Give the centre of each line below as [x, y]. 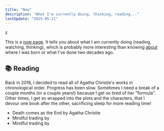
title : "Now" [18, 10]
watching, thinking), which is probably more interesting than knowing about [82, 47]
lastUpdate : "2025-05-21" [31, 19]
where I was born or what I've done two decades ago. [60, 52]
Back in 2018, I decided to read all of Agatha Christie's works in [69, 83]
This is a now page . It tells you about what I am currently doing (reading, [78, 42]
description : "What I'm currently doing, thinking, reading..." [72, 14]
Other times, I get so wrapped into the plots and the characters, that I [75, 98]
